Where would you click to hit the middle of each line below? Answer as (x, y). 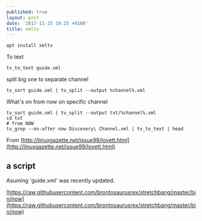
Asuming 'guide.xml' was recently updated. (61, 181)
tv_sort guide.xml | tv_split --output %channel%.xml (76, 91)
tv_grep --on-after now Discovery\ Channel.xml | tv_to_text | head (95, 129)
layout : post (23, 18)
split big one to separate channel (47, 79)
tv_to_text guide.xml (34, 68)
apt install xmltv (30, 46)
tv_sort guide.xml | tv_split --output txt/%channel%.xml (81, 113)
